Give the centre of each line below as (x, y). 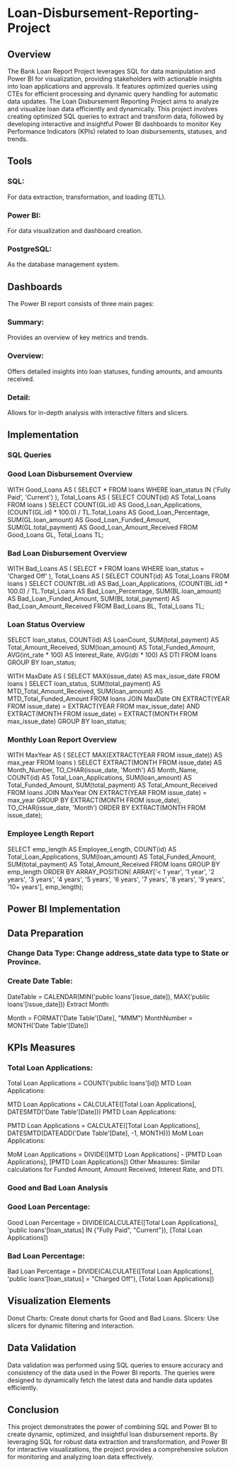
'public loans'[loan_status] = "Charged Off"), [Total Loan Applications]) (111, 1278)
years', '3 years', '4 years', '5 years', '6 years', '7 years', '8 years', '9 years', (116, 879)
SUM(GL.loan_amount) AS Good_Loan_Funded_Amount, (89, 519)
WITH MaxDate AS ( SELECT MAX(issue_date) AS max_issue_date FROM (114, 676)
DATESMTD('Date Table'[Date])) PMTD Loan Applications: (92, 1112)
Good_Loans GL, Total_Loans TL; (56, 535)
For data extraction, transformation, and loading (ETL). (87, 197)
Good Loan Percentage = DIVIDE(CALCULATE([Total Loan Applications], (113, 1222)
